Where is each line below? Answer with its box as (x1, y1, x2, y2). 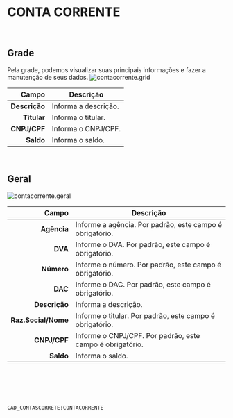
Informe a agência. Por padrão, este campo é (75, 219, 223, 229)
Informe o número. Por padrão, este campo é (75, 260, 222, 269)
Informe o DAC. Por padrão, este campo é (75, 279, 212, 289)
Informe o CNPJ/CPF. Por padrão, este (75, 331, 200, 340)
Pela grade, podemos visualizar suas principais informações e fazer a (7, 65, 206, 74)
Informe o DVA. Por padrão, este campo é (75, 240, 211, 249)
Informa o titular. (51, 112, 106, 122)
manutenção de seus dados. (7, 73, 89, 81)
